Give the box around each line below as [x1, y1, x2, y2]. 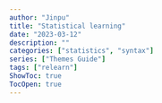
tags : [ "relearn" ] [9, 64, 78, 73]
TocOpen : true [9, 80, 63, 89]
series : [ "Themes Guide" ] [9, 55, 106, 64]
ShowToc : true [9, 72, 63, 81]
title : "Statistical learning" [9, 21, 126, 30]
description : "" [9, 38, 70, 47]
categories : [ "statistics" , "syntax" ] [9, 47, 154, 56]
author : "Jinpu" [9, 13, 70, 22]
